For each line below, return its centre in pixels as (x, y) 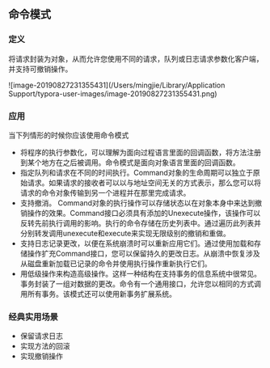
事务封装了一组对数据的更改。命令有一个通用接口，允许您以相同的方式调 (140, 283)
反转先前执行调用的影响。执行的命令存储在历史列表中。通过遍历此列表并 (140, 223)
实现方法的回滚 (45, 346)
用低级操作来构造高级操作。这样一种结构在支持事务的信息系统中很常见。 (140, 273)
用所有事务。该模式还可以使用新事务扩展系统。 (98, 294)
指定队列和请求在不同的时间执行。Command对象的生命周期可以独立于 (136, 172)
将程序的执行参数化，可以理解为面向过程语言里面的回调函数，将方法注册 (140, 152)
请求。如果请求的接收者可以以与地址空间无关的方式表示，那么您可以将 (144, 182)
